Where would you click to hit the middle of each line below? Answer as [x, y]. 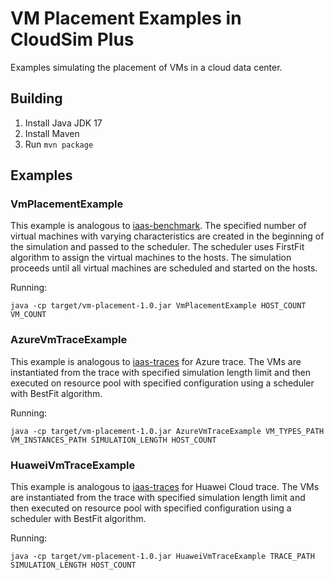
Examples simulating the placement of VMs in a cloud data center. [146, 67]
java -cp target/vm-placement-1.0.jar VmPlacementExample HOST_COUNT [158, 306]
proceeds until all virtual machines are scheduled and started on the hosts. [164, 268]
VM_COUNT [28, 315]
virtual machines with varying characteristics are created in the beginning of [167, 236]
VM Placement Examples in [126, 18]
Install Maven [52, 133]
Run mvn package [59, 144]
